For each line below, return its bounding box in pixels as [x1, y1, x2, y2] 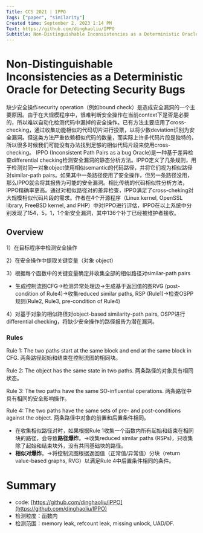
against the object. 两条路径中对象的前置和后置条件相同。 [6, 414, 149, 421]
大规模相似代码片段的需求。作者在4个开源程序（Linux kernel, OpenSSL [6, 194, 183, 202]
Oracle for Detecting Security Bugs [6, 83, 185, 97]
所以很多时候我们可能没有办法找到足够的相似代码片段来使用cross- [6, 141, 171, 148]
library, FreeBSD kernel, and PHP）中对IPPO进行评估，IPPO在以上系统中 [6, 202, 187, 209]
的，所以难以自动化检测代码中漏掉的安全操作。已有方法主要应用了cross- [6, 119, 187, 126]
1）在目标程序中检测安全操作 [6, 244, 77, 251]
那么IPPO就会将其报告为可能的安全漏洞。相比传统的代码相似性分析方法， [6, 179, 188, 187]
